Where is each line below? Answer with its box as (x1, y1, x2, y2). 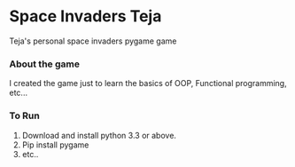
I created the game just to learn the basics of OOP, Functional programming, (9, 78, 287, 89)
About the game (9, 58, 80, 70)
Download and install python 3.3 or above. (21, 130, 177, 140)
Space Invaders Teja (9, 6, 162, 27)
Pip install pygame (21, 139, 89, 150)
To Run (9, 109, 40, 122)
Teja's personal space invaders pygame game (9, 36, 177, 46)
